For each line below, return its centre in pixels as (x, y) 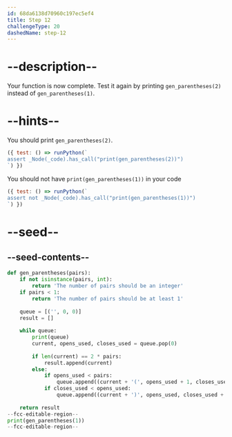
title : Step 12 (29, 20)
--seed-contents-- (48, 257)
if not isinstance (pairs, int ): (66, 280)
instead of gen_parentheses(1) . (51, 93)
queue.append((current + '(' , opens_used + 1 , (125, 382)
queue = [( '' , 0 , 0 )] (50, 312)
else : (40, 369)
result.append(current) (78, 363)
